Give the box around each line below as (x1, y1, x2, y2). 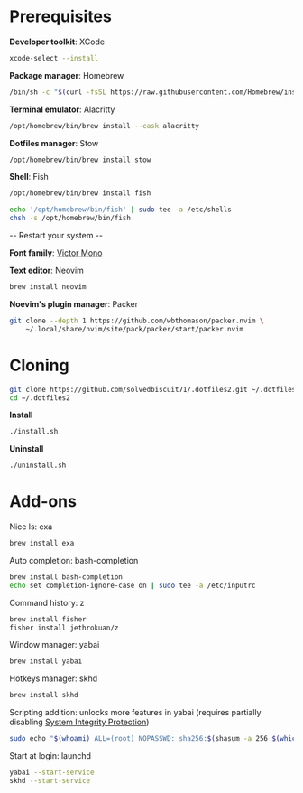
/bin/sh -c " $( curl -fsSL (9, 88, 106, 97)
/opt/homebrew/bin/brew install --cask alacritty (9, 121, 200, 130)
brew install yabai (9, 657, 83, 666)
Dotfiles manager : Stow (9, 137, 99, 148)
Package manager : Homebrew (9, 70, 124, 80)
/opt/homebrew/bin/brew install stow (9, 155, 151, 164)
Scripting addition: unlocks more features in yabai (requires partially (9, 707, 262, 718)
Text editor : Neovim (9, 265, 84, 276)
